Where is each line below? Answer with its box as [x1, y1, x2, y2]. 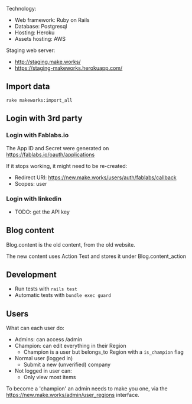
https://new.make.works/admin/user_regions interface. [6, 392, 140, 399]
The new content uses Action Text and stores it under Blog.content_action [6, 253, 187, 260]
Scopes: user [14, 180, 47, 187]
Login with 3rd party [6, 114, 83, 124]
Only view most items [23, 374, 76, 381]
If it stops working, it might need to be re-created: [6, 162, 128, 169]
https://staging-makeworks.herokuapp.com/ [14, 64, 123, 72]
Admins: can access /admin [14, 336, 83, 343]
